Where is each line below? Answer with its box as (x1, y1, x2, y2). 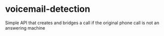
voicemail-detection (5, 3, 91, 15)
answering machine (5, 25, 46, 31)
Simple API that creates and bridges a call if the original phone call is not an (5, 20, 160, 26)
